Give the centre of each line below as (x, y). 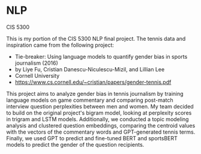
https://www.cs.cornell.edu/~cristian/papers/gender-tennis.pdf (93, 82)
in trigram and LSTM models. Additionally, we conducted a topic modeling (97, 119)
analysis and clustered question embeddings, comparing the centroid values (101, 125)
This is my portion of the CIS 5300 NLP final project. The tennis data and (96, 38)
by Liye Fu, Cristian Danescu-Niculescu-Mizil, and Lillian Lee (90, 69)
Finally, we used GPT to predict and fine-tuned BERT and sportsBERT (92, 138)
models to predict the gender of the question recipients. (75, 144)
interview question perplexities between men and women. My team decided (100, 106)
